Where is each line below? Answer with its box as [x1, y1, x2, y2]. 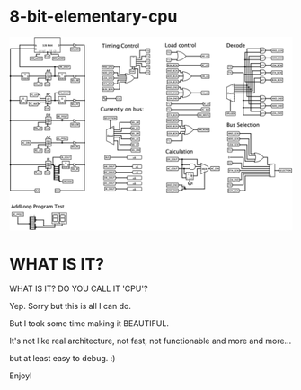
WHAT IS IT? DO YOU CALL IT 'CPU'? [9, 283, 148, 294]
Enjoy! [9, 370, 33, 381]
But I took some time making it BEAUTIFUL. [9, 318, 169, 329]
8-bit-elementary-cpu [9, 6, 178, 27]
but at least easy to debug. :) [9, 353, 116, 364]
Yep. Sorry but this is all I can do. [9, 301, 132, 312]
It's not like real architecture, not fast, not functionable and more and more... [9, 335, 292, 347]
